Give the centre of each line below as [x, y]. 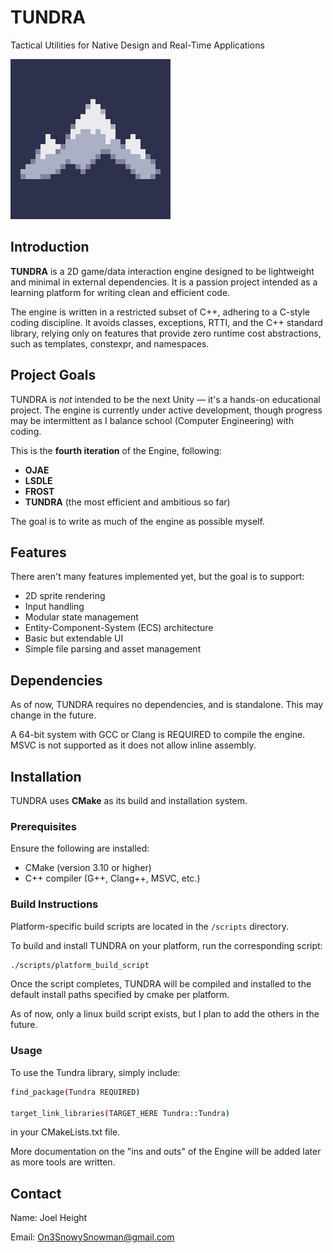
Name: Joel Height [49, 1218]
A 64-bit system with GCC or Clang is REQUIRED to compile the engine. [158, 735]
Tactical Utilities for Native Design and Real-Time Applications [137, 45]
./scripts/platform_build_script [80, 965]
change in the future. [53, 715]
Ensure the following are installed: [80, 848]
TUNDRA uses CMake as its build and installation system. [129, 800]
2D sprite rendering [65, 596]
